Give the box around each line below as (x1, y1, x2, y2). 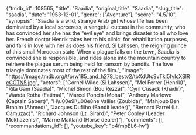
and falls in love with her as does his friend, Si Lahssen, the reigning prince (6, 42, 187, 49)
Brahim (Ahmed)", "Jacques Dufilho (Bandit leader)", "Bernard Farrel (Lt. (6, 104, 180, 111)
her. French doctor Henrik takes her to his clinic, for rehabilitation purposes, (6, 36, 188, 42)
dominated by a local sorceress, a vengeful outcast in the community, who (6, 23, 185, 30)
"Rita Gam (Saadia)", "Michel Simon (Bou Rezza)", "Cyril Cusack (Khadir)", (6, 86, 185, 92)
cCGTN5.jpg (6, 79, 36, 86)
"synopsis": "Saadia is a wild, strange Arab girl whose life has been (6, 17, 169, 24)
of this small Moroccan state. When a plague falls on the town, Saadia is (6, 48, 180, 55)
